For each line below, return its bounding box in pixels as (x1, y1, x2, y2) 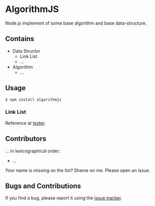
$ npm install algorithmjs (5, 97, 62, 102)
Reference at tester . (5, 120, 46, 126)
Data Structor (12, 48, 41, 54)
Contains (5, 35, 34, 43)
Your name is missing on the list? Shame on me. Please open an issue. (5, 167, 150, 173)
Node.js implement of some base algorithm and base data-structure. (5, 20, 147, 26)
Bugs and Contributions (5, 182, 81, 190)
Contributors (5, 134, 47, 143)
